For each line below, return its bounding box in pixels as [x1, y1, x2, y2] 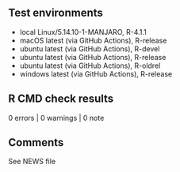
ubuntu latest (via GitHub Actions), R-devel [19, 43, 160, 54]
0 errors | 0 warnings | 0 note [8, 113, 105, 122]
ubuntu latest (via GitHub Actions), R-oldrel [19, 61, 161, 70]
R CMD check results [8, 92, 114, 106]
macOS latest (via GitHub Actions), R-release [19, 36, 167, 45]
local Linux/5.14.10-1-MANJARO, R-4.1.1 [19, 27, 147, 36]
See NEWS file [8, 157, 56, 166]
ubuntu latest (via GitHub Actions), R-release [19, 52, 167, 62]
